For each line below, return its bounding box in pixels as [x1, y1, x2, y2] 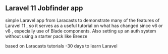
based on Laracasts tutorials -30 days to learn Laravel [5, 42, 118, 49]
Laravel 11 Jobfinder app [5, 4, 83, 12]
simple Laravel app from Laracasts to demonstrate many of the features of [5, 17, 160, 23]
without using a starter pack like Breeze [5, 33, 88, 39]
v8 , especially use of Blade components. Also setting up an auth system [5, 27, 156, 34]
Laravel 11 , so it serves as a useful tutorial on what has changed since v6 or [5, 22, 163, 28]
